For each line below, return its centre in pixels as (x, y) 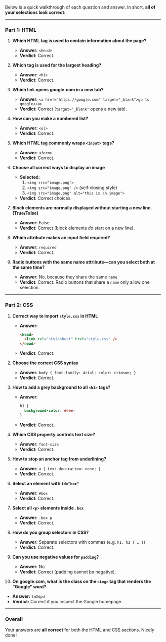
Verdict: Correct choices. (45, 198)
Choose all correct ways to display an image (59, 168)
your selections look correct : (35, 12)
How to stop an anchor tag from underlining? (59, 459)
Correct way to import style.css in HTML (55, 316)
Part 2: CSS (19, 305)
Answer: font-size (39, 444)
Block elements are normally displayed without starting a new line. (82, 208)
